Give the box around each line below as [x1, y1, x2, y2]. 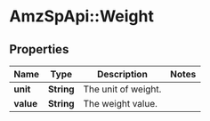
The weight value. [83, 98, 158, 109]
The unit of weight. [83, 83, 162, 95]
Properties [9, 42, 69, 57]
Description [96, 69, 149, 80]
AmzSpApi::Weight [9, 6, 154, 27]
